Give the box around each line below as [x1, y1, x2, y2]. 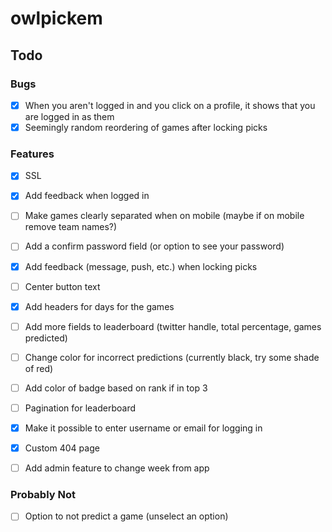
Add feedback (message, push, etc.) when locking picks [24, 260, 258, 272]
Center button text [24, 280, 101, 292]
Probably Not [10, 488, 76, 502]
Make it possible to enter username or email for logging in [24, 422, 263, 434]
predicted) [24, 332, 68, 344]
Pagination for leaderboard [24, 402, 136, 414]
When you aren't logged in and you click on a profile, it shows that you [24, 99, 316, 111]
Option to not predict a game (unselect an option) [24, 510, 229, 522]
